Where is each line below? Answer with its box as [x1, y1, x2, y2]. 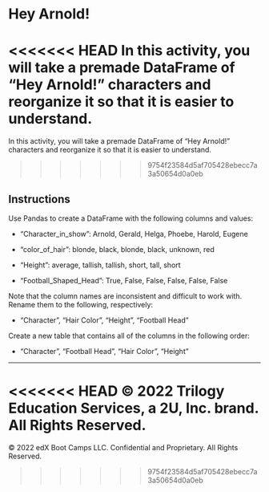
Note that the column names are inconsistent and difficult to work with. [8, 291, 243, 301]
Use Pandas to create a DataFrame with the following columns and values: [8, 213, 254, 223]
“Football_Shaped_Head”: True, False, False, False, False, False [19, 275, 228, 285]
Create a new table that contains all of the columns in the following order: [8, 331, 251, 340]
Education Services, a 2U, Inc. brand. [8, 399, 259, 417]
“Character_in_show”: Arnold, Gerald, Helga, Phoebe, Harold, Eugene [19, 229, 248, 238]
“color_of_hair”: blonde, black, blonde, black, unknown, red [19, 244, 215, 254]
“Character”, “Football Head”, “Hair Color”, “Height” [19, 346, 190, 356]
